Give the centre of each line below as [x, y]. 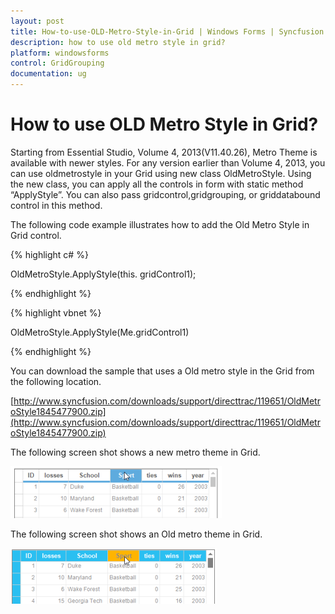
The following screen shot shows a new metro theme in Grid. [135, 452]
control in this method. [56, 205]
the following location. [56, 381]
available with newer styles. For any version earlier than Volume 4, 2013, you [168, 162]
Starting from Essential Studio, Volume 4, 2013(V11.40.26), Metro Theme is [164, 152]
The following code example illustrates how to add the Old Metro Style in [160, 224]
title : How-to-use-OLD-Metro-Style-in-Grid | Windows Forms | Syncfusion [167, 31]
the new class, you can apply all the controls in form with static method [157, 184]
